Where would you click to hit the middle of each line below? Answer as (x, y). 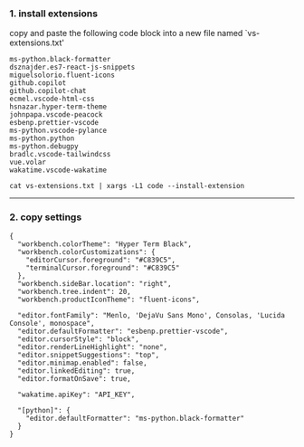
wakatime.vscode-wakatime (58, 170)
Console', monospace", (52, 323)
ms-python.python (42, 138)
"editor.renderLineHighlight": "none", (93, 347)
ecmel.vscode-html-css (52, 99)
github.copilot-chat (48, 91)
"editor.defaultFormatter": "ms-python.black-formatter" (135, 418)
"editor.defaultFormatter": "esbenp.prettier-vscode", (123, 331)
